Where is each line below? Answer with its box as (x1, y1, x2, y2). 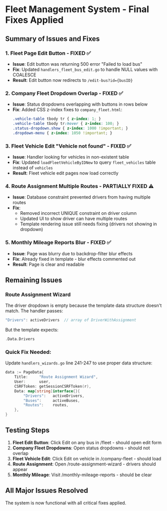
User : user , (14, 379, 51, 385)
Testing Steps (5, 426, 50, 435)
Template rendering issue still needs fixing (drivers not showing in (20, 221, 157, 227)
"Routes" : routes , (23, 403, 69, 408)
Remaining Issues (5, 275, 62, 284)
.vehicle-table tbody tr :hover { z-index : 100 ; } (12, 121, 120, 126)
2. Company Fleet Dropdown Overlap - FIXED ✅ (5, 89, 124, 97)
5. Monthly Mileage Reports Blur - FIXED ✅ (5, 239, 112, 246)
